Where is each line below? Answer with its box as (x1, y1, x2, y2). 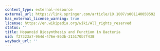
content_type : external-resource (5, 7, 73, 12)
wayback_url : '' (5, 39, 38, 44)
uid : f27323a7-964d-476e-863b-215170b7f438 (5, 34, 95, 39)
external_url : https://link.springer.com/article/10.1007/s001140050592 (5, 12, 156, 17)
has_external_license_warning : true (5, 16, 79, 21)
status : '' (5, 25, 27, 30)
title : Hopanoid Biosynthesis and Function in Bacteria (5, 30, 121, 34)
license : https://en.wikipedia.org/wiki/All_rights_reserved (5, 20, 132, 26)
